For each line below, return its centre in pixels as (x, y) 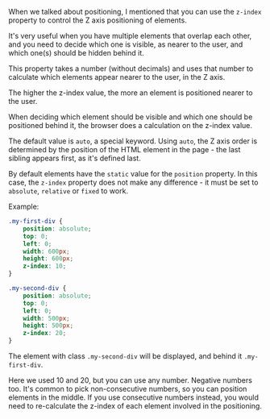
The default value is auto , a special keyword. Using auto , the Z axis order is (133, 141)
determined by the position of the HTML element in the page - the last (125, 149)
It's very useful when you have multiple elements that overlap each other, (130, 36)
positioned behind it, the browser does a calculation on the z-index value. (130, 125)
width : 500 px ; (46, 318)
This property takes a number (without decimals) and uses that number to (131, 68)
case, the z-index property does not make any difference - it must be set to (133, 182)
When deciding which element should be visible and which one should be (131, 117)
